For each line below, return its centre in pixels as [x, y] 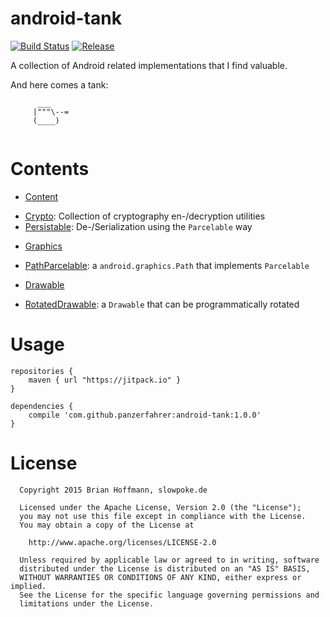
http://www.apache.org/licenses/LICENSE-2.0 [122, 542]
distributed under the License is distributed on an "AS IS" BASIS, [165, 568]
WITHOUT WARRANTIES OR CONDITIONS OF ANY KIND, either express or [160, 577]
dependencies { [42, 406]
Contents [50, 169]
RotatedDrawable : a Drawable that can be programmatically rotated [162, 304]
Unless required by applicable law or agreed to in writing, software [169, 560]
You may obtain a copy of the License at [107, 525]
